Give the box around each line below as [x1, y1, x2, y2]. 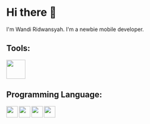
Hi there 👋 [6, 5, 56, 19]
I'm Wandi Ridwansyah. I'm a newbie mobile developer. [6, 26, 145, 33]
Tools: [6, 43, 30, 53]
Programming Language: [6, 89, 103, 100]
